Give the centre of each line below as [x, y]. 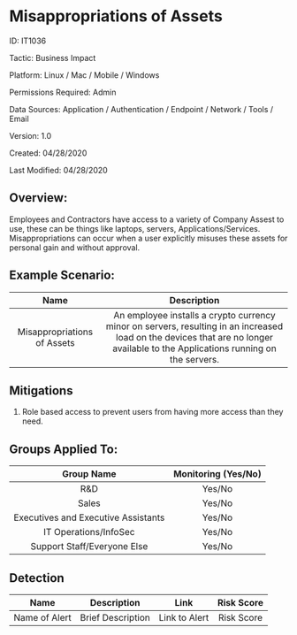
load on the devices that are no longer [195, 337]
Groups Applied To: [64, 449]
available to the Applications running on [194, 348]
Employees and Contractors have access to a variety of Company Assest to [147, 219]
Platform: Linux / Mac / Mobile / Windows [84, 75]
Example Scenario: [62, 275]
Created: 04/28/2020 [48, 153]
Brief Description [115, 618]
